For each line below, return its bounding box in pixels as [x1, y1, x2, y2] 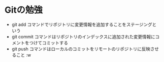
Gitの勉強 [4, 4, 43, 16]
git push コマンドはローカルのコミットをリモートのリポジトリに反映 [11, 46, 151, 52]
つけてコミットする [29, 40, 68, 45]
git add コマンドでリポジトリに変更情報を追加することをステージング [11, 21, 152, 27]
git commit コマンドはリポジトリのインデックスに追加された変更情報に [11, 34, 156, 40]
